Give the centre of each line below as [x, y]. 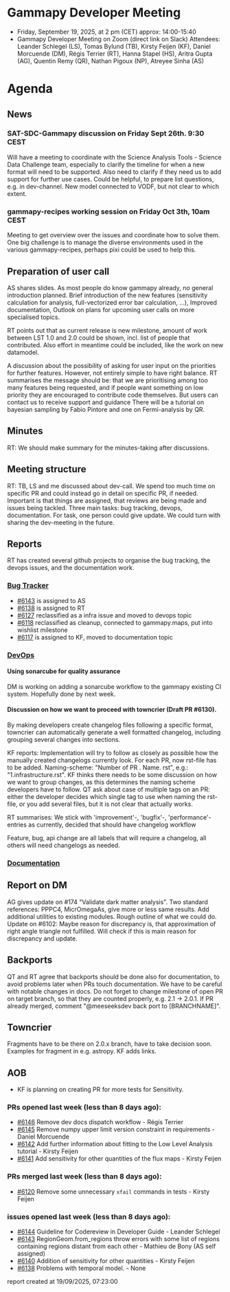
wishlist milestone [42, 630]
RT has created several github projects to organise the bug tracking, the [109, 560]
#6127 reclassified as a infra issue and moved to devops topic [104, 615]
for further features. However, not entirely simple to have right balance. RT [112, 373]
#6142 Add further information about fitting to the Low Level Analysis [115, 1144]
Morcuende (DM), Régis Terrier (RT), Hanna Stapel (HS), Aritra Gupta [115, 54]
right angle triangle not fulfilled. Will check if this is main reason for [102, 931]
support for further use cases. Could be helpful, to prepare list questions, [111, 179]
